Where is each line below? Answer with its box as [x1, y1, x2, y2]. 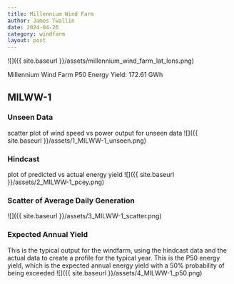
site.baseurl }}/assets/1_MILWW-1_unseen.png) [7, 136, 147, 145]
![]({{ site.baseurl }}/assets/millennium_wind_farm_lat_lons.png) [7, 56, 195, 65]
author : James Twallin [7, 17, 75, 24]
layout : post [7, 37, 46, 44]
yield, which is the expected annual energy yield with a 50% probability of [7, 261, 225, 270]
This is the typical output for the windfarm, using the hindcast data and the [7, 245, 227, 254]
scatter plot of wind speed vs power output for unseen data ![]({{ [7, 128, 198, 137]
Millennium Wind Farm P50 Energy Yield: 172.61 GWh [7, 71, 163, 79]
